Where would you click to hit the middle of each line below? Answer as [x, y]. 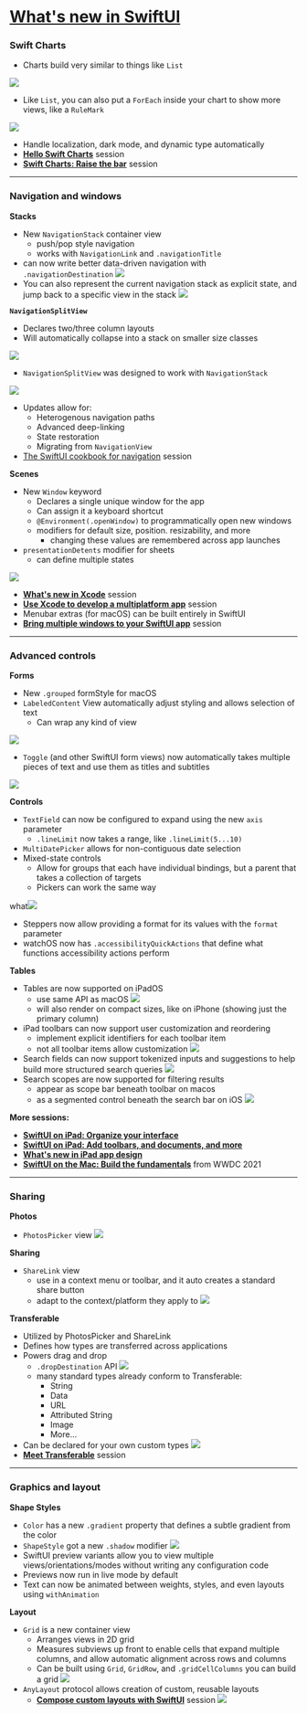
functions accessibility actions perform [96, 953]
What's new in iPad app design [83, 1155]
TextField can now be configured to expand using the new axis [143, 820]
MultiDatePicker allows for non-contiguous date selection [132, 849]
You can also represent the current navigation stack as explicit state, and [159, 283]
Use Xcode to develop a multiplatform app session [120, 604]
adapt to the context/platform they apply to [117, 1301]
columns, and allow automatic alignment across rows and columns [161, 1658]
